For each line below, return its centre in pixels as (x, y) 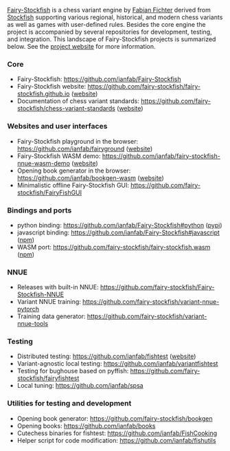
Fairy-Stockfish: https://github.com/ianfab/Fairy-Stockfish (99, 79)
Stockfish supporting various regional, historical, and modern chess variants (115, 17)
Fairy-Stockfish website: (51, 87)
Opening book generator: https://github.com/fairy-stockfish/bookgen (115, 418)
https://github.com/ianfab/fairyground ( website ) (85, 148)
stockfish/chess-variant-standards (66, 109)
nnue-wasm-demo (44, 163)
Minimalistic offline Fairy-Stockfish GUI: (73, 185)
